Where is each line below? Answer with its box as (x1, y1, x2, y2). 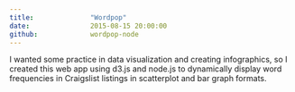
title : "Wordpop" (9, 13, 127, 22)
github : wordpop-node (9, 29, 140, 38)
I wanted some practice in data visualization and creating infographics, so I (9, 54, 288, 65)
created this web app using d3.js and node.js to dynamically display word (9, 63, 282, 74)
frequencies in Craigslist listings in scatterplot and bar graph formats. (9, 73, 267, 84)
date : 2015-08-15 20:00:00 (9, 21, 168, 30)
